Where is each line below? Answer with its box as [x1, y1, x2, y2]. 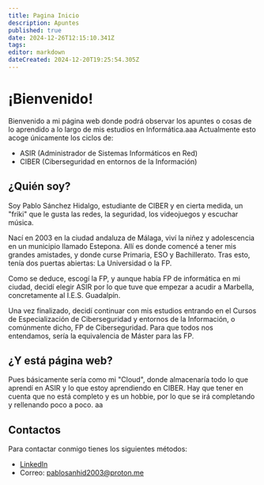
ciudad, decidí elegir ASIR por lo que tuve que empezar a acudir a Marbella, [8, 282, 255, 292]
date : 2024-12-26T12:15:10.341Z [8, 33, 115, 42]
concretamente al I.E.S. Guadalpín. [8, 290, 121, 300]
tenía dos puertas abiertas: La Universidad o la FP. [8, 258, 172, 268]
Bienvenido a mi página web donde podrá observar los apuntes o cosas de [8, 116, 252, 125]
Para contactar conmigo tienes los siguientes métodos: [8, 445, 188, 454]
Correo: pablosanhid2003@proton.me [19, 468, 145, 478]
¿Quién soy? [8, 180, 71, 193]
